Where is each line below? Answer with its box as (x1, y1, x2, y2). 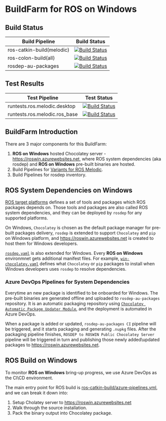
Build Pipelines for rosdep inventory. (12, 172, 87, 178)
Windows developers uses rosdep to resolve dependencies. (5, 266, 126, 272)
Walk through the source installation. (12, 405, 88, 411)
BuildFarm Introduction (5, 128, 78, 136)
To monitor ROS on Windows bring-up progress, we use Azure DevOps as (5, 369, 157, 375)
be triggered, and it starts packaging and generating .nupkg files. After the (5, 326, 157, 332)
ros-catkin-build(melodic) (7, 46, 70, 53)
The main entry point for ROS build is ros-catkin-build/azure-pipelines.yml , (5, 384, 158, 390)
